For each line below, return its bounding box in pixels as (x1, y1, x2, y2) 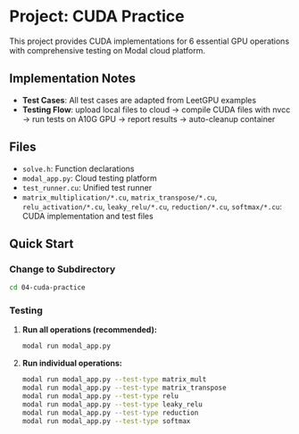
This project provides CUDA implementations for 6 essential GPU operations (9, 36, 290, 46)
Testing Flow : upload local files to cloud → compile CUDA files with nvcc (21, 104, 291, 115)
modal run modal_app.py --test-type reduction (21, 408, 199, 417)
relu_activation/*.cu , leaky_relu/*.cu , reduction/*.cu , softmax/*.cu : (21, 201, 283, 211)
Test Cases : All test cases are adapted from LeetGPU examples (21, 94, 257, 105)
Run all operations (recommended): (21, 324, 158, 335)
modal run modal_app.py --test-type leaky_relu (21, 399, 203, 409)
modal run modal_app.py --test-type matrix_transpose (21, 383, 227, 393)
